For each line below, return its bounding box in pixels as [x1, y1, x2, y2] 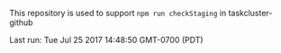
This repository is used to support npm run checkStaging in [9, 8, 227, 18]
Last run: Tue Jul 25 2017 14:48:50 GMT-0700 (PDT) [9, 35, 204, 45]
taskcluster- [228, 8, 273, 18]
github [9, 17, 33, 28]
